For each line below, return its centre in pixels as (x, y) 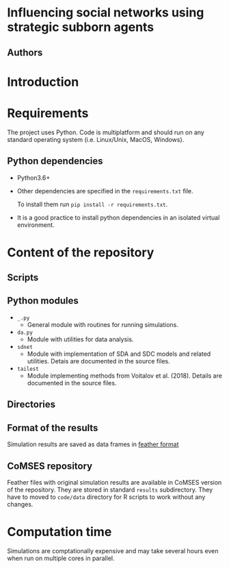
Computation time (59, 532)
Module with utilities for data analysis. (80, 339)
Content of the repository (81, 252)
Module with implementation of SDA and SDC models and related (119, 354)
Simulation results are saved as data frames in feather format (93, 444)
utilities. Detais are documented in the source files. (98, 361)
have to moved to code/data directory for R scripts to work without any (106, 497)
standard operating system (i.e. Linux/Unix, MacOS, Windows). (96, 139)
